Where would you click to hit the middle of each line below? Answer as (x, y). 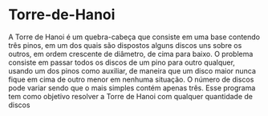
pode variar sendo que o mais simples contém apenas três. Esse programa (132, 88)
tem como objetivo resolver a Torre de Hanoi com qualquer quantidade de (131, 96)
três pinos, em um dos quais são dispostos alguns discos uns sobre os (125, 45)
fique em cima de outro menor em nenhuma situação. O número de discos (131, 79)
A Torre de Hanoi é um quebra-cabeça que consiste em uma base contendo (134, 37)
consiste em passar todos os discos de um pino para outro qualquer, (122, 62)
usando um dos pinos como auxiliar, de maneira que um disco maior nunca (132, 70)
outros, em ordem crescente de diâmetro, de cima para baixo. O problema (131, 54)
